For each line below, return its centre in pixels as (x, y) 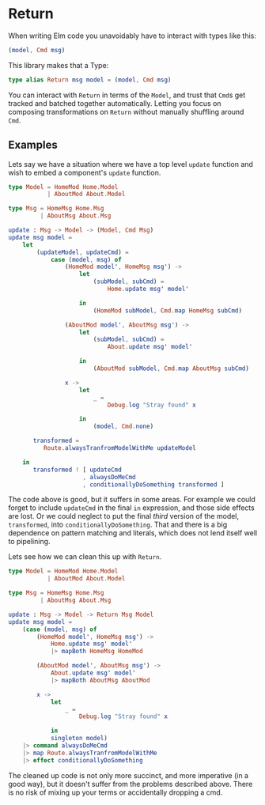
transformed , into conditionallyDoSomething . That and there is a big (118, 525)
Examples (33, 145)
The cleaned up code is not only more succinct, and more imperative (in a (129, 775)
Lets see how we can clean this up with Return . (85, 557)
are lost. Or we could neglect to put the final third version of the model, (124, 516)
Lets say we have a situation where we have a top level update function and (131, 164)
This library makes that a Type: (59, 65)
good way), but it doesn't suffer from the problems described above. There (131, 784)
